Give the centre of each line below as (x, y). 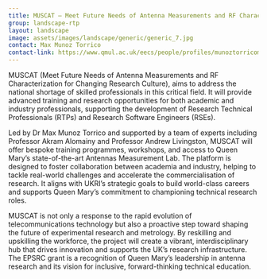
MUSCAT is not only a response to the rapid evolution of (100, 216)
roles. (17, 200)
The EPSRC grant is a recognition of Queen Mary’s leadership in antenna (127, 258)
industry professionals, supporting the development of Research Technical (130, 109)
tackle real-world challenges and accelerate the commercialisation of (122, 175)
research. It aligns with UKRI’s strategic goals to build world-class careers (129, 183)
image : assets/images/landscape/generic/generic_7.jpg (101, 38)
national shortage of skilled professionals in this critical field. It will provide (130, 92)
